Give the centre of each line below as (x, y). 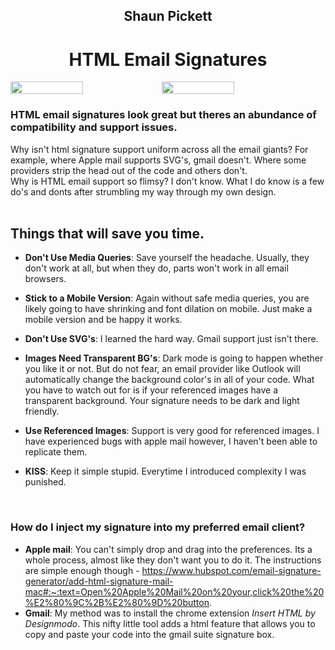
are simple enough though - (82, 570)
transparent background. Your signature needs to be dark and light (162, 401)
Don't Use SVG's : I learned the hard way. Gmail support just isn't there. (171, 339)
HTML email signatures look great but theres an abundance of (163, 115)
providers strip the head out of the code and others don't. (129, 170)
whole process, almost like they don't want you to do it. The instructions (173, 560)
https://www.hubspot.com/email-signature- (231, 570)
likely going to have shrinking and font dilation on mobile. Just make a (168, 309)
